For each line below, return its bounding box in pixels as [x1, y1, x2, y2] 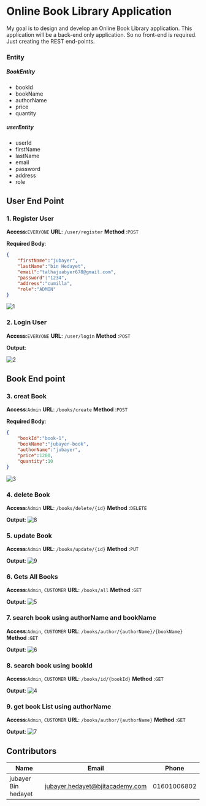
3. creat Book [6, 392, 47, 401]
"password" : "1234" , [17, 275, 67, 281]
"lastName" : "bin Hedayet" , [17, 264, 86, 270]
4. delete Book [6, 490, 50, 499]
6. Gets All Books [6, 572, 58, 581]
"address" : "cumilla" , [17, 280, 72, 286]
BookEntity [6, 68, 36, 75]
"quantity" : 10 [17, 458, 53, 464]
